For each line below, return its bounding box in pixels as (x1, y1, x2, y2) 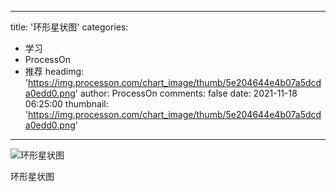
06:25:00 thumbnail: (24, 98, 109, 110)
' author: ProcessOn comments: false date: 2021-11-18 (74, 87, 298, 99)
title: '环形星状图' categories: (10, 21, 129, 33)
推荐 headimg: (24, 66, 85, 77)
